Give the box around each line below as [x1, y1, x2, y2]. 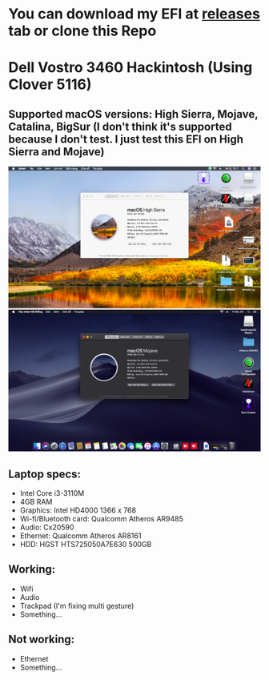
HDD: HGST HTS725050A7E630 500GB [19, 540, 152, 549]
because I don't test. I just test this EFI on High [8, 132, 244, 146]
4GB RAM [19, 497, 53, 506]
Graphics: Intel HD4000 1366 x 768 [19, 505, 137, 515]
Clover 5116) [8, 75, 92, 94]
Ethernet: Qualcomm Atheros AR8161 [19, 531, 142, 541]
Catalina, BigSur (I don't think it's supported [8, 119, 232, 133]
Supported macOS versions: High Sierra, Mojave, [8, 107, 259, 121]
